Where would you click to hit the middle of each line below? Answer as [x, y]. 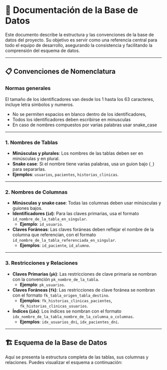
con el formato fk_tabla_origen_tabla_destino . [61, 295]
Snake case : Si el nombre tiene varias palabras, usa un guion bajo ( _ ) [83, 164]
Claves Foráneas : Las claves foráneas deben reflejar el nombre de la [83, 230]
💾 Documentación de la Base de [72, 10]
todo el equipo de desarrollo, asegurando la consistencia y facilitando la [79, 45]
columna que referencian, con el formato [54, 235]
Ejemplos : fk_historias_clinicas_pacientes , [66, 300]
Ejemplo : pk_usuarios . [42, 285]
